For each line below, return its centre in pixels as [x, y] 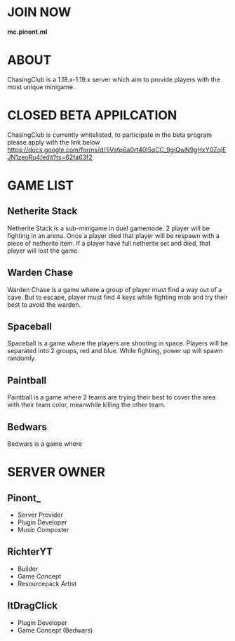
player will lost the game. [43, 251]
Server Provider [40, 515]
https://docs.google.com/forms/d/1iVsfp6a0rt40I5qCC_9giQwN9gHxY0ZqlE [117, 150]
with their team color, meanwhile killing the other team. [87, 405]
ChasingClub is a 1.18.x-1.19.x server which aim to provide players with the [114, 79]
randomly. [22, 358]
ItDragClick [33, 606]
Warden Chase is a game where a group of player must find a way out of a [115, 289]
